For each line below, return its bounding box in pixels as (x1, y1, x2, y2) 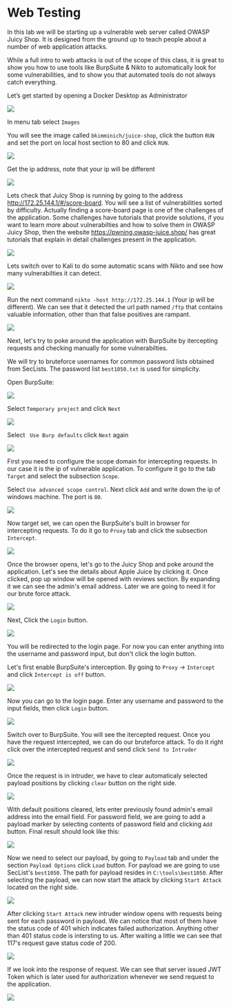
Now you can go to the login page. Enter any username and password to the (7, 697, 224, 705)
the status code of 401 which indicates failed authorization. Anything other (7, 924, 219, 932)
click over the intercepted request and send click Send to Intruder (7, 745, 197, 753)
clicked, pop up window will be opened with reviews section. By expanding (7, 574, 221, 583)
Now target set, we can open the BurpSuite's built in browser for (7, 519, 190, 527)
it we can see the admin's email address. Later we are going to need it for (7, 582, 216, 590)
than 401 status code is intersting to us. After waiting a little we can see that (7, 931, 222, 940)
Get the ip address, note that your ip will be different (7, 165, 155, 173)
